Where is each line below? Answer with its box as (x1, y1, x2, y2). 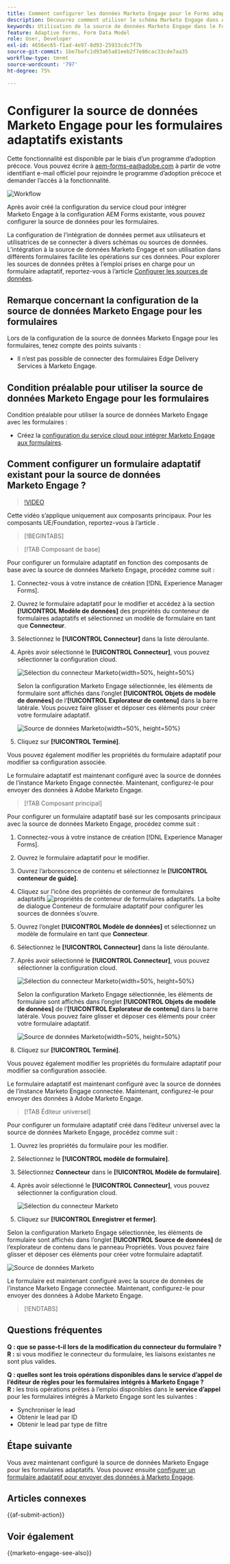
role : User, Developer (7, 36, 72, 42)
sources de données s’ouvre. (16, 909, 99, 917)
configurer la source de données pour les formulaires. (7, 217, 159, 226)
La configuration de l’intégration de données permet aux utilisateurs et (7, 231, 206, 239)
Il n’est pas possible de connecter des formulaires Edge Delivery (16, 354, 199, 363)
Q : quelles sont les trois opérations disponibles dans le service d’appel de (7, 1370, 222, 1378)
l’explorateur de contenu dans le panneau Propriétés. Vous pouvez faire (7, 1243, 209, 1251)
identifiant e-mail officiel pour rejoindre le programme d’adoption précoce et (7, 169, 222, 178)
